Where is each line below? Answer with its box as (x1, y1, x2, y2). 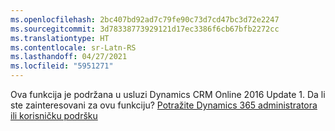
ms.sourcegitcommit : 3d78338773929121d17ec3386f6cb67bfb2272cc (10, 24, 280, 34)
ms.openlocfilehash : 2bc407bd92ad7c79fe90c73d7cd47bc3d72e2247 (10, 14, 280, 25)
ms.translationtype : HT (10, 33, 110, 43)
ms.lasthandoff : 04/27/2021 (10, 52, 128, 62)
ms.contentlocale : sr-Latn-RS (10, 42, 137, 53)
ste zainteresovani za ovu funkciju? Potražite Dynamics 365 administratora (10, 99, 318, 111)
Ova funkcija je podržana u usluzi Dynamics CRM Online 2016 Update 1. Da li (10, 89, 326, 100)
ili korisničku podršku (10, 110, 98, 121)
